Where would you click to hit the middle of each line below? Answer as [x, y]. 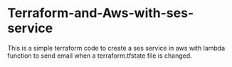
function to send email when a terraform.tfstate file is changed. [100, 56]
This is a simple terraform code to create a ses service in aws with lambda [116, 48]
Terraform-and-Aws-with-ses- [101, 13]
